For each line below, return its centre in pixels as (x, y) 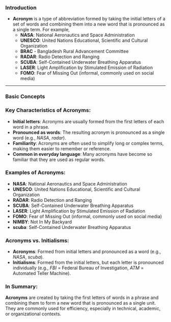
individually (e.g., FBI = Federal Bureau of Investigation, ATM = (78, 268)
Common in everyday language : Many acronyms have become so (82, 154)
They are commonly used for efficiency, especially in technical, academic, (83, 309)
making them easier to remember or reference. (62, 148)
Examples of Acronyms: (35, 173)
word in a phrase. (31, 127)
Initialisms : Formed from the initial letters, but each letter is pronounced (88, 263)
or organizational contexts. (33, 314)
